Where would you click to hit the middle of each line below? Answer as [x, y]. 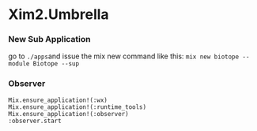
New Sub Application [49, 39]
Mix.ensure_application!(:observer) [68, 114]
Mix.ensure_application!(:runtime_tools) [77, 107]
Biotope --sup [56, 64]
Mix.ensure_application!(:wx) [58, 100]
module [19, 64]
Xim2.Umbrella [59, 15]
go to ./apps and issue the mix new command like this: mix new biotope [124, 56]
